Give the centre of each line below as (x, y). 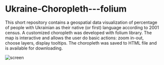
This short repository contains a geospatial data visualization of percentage (81, 22)
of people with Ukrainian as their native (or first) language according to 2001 (82, 27)
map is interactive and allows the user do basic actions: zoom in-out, (74, 38)
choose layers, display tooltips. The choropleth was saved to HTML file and (81, 43)
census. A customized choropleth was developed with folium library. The (79, 32)
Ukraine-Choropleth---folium (66, 9)
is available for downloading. (34, 48)
